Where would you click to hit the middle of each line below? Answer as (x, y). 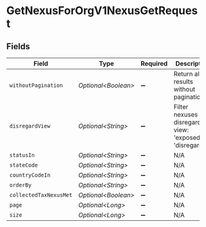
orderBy (21, 185)
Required (154, 63)
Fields (18, 46)
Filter (181, 107)
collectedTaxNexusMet (41, 195)
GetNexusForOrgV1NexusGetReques (102, 11)
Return (183, 74)
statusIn (22, 155)
